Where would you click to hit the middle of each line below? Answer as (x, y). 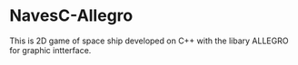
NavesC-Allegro (71, 16)
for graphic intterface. (50, 50)
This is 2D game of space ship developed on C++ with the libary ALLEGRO (149, 41)
